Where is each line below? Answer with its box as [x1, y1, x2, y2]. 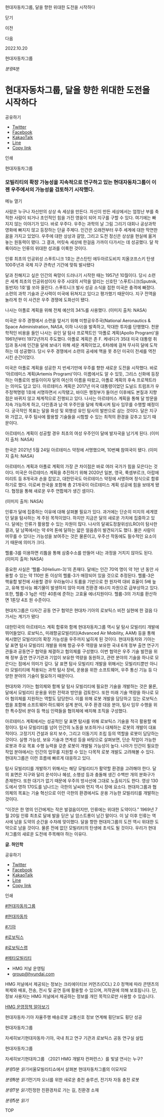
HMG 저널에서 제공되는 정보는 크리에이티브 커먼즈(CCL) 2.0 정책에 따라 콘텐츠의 [5, 981, 159, 987]
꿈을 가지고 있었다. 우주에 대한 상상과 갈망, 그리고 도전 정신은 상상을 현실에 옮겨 [5, 233, 157, 239]
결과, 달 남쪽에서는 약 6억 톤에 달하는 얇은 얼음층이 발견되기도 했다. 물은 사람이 [5, 527, 155, 533]
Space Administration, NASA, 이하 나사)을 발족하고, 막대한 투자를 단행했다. [5, 324, 150, 330]
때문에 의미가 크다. [10, 540, 46, 546]
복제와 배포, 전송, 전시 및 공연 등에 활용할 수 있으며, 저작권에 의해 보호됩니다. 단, [5, 987, 158, 993]
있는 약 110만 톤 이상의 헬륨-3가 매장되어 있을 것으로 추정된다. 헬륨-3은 [19, 572, 155, 578]
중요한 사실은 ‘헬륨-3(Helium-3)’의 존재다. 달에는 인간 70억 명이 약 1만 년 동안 [5, 567, 154, 572]
